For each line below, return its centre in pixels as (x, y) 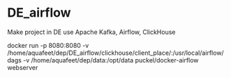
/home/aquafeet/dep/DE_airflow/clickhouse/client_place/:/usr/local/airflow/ (116, 53)
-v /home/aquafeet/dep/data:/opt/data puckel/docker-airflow (111, 60)
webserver (23, 67)
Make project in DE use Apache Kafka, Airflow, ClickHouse (91, 32)
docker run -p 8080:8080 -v (48, 45)
